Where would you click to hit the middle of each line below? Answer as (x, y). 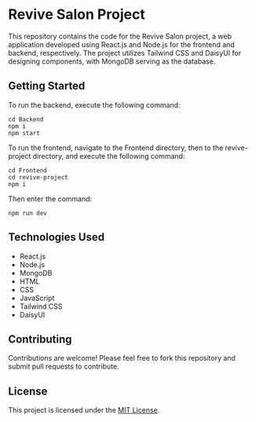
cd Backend (26, 119)
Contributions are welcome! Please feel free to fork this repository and (122, 358)
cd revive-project (38, 177)
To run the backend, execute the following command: (94, 105)
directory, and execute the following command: (109, 156)
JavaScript (37, 298)
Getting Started (47, 86)
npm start (24, 133)
